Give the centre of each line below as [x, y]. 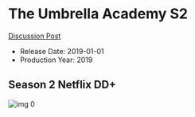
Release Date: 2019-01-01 [62, 51]
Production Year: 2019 [56, 60]
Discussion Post [35, 36]
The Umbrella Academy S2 [98, 14]
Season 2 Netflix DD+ [62, 85]
